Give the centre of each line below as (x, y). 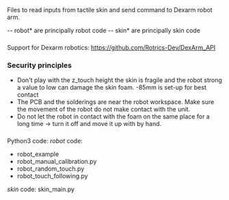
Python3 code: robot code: (45, 141)
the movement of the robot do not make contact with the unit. (104, 110)
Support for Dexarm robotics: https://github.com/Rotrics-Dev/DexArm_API (111, 47)
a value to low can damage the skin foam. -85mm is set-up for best (111, 88)
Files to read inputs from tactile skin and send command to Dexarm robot (110, 10)
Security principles (39, 65)
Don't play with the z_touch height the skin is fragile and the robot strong (119, 80)
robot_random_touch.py (51, 169)
